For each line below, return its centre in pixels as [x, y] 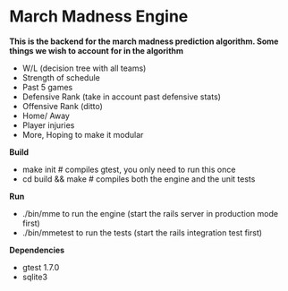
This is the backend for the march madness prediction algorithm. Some [144, 41]
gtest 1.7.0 [41, 267]
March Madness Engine [99, 17]
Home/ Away [46, 116]
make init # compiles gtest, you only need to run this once [129, 169]
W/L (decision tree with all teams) [84, 68]
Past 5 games [47, 87]
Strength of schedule [61, 77]
